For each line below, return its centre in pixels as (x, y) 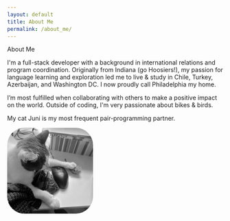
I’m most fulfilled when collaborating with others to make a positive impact (112, 98)
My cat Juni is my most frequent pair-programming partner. (91, 118)
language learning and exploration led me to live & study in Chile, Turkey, (110, 77)
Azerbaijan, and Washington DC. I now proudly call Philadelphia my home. (112, 84)
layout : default (30, 14)
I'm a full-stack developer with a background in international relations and (111, 62)
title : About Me (30, 22)
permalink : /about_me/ (39, 29)
